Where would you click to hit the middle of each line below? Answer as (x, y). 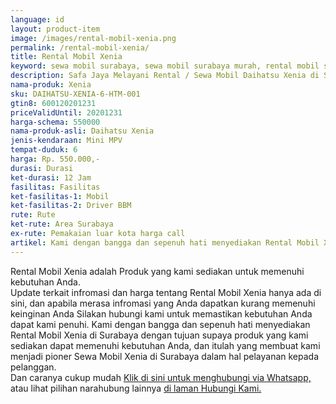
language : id (37, 19)
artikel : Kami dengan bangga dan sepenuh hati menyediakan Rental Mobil (165, 242)
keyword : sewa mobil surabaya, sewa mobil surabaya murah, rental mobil (165, 66)
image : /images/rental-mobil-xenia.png (93, 38)
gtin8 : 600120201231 (53, 103)
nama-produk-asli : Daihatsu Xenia (82, 131)
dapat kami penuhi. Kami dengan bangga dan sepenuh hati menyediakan (160, 324)
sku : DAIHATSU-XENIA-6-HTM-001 (75, 94)
